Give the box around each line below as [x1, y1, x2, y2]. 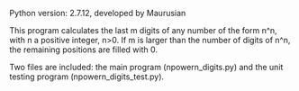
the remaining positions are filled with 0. [9, 44, 159, 55]
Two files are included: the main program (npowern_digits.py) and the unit [9, 62, 284, 72]
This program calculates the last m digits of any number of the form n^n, [9, 25, 277, 35]
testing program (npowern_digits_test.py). [9, 71, 165, 82]
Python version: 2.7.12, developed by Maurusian [9, 8, 186, 18]
